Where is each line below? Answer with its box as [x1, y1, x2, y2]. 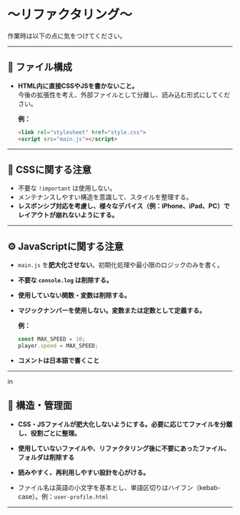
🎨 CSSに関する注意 [7, 164, 91, 176]
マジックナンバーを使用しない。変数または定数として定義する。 [17, 306, 206, 315]
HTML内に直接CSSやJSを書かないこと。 [17, 81, 139, 90]
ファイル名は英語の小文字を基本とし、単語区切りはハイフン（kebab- [17, 483, 221, 491]
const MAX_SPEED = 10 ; [17, 336, 86, 343]
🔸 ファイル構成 [7, 61, 73, 74]
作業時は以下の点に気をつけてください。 [7, 31, 126, 40]
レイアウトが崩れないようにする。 [17, 211, 119, 219]
